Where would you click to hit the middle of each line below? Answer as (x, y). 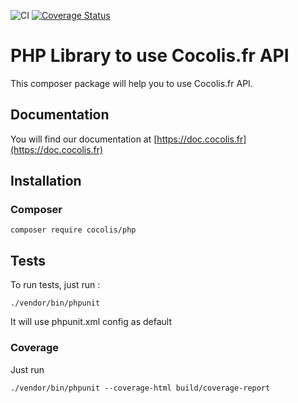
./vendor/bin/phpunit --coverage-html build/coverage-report (140, 388)
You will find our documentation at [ (84, 139)
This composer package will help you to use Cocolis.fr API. (131, 83)
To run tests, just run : (55, 285)
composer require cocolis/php (73, 230)
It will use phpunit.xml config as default (91, 322)
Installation (46, 181)
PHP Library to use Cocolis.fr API (150, 56)
